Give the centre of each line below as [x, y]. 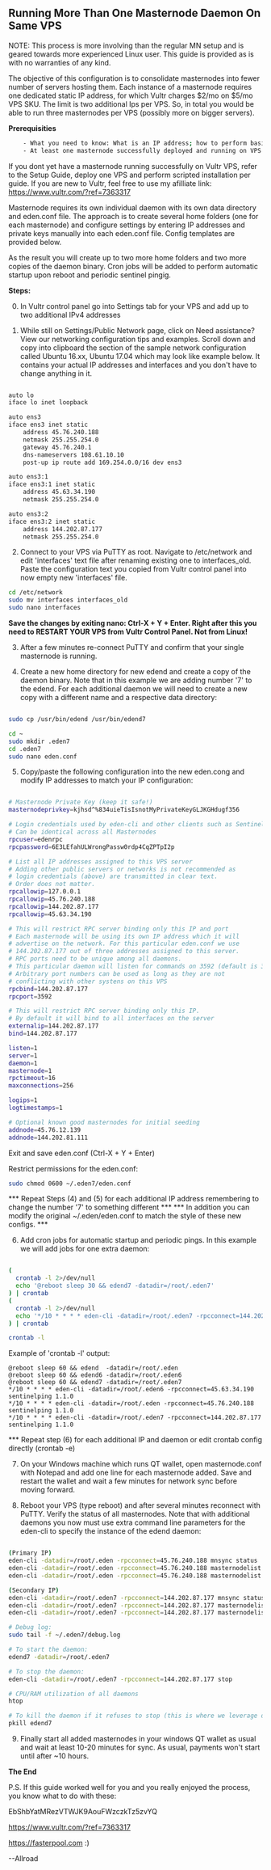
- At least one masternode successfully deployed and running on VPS [142, 150]
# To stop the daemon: [46, 1672]
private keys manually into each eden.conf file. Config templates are [122, 233]
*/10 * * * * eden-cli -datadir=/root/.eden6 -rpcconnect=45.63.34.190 [131, 1390]
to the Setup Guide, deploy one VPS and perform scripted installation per [130, 175]
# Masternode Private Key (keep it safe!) [81, 802]
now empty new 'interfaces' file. [73, 578]
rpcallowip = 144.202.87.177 [54, 906]
